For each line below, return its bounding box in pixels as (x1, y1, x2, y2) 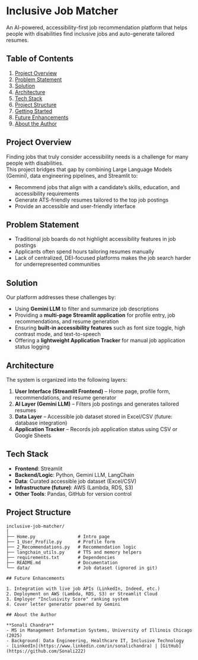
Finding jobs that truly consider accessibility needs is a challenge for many (6, 153, 189, 160)
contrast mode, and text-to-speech (14, 331, 101, 338)
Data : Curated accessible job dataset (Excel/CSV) (14, 477, 137, 485)
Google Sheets (14, 432, 52, 439)
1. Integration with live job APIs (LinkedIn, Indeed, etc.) (6, 586, 161, 592)
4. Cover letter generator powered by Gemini (6, 601, 120, 607)
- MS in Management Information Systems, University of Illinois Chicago (6, 627, 193, 633)
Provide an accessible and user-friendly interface (14, 202, 136, 209)
